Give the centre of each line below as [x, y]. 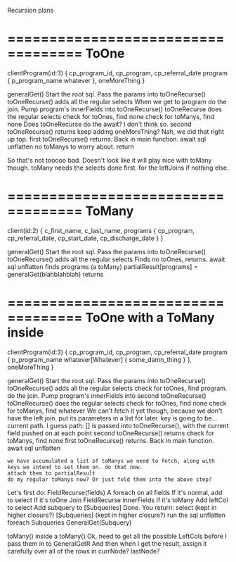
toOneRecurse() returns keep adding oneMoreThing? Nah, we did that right [116, 131]
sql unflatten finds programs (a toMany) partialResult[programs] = [103, 266]
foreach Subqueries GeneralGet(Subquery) [70, 522]
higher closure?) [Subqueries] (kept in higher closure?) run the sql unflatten [117, 515]
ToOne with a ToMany [150, 318]
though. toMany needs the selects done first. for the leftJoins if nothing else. [118, 168]
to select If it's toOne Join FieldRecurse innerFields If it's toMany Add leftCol [118, 500]
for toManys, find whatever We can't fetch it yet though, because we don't [115, 411]
